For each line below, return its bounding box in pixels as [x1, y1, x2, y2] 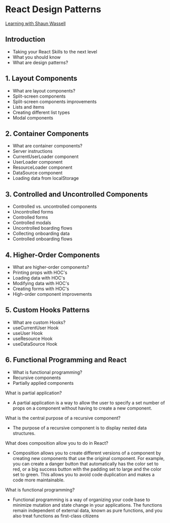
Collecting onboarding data [12, 230, 70, 237]
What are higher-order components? [12, 264, 89, 270]
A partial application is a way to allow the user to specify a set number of [12, 399, 165, 406]
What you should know [12, 54, 61, 60]
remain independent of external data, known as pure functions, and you [12, 507, 162, 513]
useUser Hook [12, 330, 43, 336]
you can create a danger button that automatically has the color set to [12, 460, 159, 467]
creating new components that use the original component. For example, [12, 455, 165, 461]
